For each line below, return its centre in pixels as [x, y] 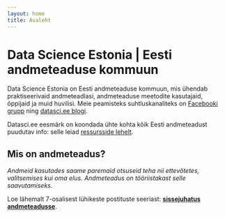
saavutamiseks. [30, 186]
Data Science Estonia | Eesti [90, 55]
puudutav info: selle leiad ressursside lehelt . [70, 132]
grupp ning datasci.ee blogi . [48, 111]
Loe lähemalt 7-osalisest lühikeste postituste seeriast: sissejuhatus [104, 199]
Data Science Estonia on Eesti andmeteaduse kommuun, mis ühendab [108, 89]
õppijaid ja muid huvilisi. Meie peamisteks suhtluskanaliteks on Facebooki [113, 104]
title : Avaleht [29, 20]
